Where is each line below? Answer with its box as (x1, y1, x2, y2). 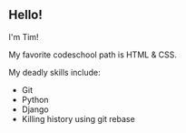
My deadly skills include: (8, 66, 101, 77)
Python (21, 94, 49, 105)
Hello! (8, 7, 43, 23)
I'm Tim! (8, 31, 39, 42)
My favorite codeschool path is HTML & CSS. (8, 49, 178, 60)
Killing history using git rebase (21, 113, 135, 124)
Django (21, 104, 49, 115)
